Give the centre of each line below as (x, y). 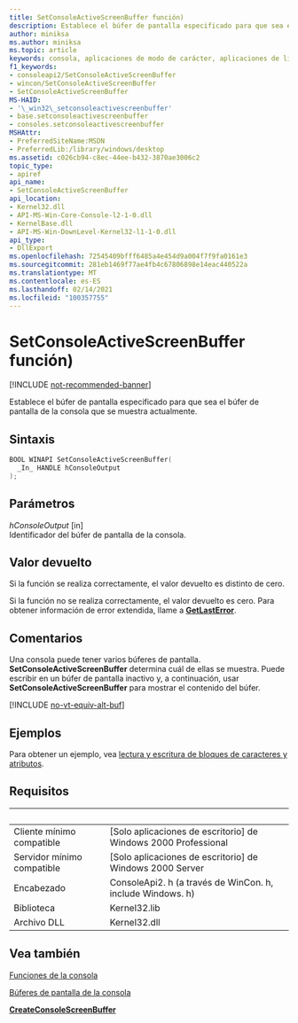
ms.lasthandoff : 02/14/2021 (61, 289)
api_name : (27, 183)
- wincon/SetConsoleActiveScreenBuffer (83, 83)
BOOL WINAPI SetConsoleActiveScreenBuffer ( (91, 460)
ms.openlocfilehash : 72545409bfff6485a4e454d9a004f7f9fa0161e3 (129, 257)
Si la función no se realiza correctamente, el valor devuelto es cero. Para (142, 601)
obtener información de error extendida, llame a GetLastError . (123, 610)
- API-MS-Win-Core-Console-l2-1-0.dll (81, 215)
